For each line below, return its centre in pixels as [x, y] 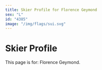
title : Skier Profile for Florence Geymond [51, 10]
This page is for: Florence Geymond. [43, 62]
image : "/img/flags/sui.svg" [35, 24]
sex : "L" [14, 14]
